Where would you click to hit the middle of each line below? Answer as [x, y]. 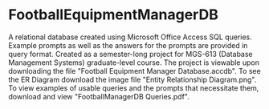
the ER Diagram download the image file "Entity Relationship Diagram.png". [132, 79]
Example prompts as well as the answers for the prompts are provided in [128, 45]
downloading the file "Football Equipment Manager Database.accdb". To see [134, 71]
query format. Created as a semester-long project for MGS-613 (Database [130, 54]
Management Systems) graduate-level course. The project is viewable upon [134, 63]
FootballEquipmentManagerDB [113, 15]
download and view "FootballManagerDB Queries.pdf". [99, 96]
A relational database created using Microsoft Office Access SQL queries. [130, 37]
